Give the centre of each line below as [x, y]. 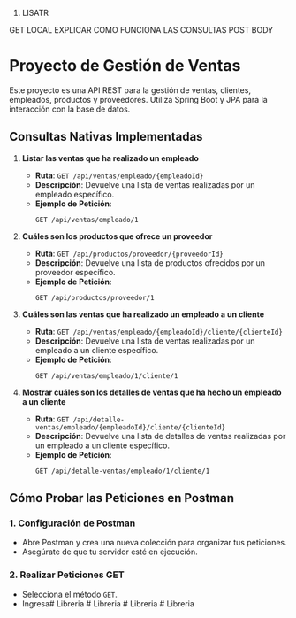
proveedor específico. [76, 272]
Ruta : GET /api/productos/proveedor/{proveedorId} [129, 253]
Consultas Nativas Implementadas [106, 137]
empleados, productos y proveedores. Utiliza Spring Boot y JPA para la [138, 99]
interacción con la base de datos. [70, 109]
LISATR [35, 13]
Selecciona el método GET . [69, 594]
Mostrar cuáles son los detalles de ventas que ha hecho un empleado [152, 392]
